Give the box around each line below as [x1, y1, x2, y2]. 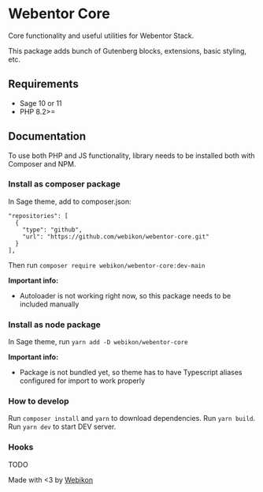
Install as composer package [8, 178, 120, 190]
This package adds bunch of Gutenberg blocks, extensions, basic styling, [8, 46, 246, 55]
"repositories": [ [8, 212, 69, 220]
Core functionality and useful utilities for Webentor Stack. [8, 31, 194, 40]
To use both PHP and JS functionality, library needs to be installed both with [8, 151, 255, 160]
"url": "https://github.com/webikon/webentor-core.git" [22, 232, 210, 241]
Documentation [8, 130, 87, 143]
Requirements [8, 77, 79, 91]
